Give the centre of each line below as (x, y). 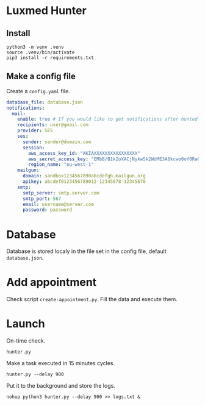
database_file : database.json (45, 102)
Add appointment (52, 283)
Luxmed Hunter (46, 11)
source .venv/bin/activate (41, 52)
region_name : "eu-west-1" (61, 165)
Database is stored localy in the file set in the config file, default (86, 251)
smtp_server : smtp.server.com (61, 193)
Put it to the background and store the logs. (61, 386)
